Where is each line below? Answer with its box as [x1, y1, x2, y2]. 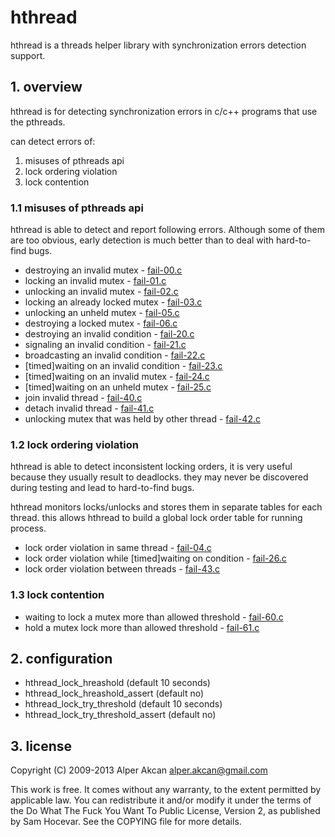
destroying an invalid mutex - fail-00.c [24, 264, 183, 276]
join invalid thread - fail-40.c [24, 392, 143, 404]
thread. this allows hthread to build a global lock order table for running [10, 512, 303, 524]
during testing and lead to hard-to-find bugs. [10, 482, 195, 494]
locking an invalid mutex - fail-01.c [24, 275, 167, 287]
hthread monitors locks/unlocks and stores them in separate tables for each [10, 501, 323, 513]
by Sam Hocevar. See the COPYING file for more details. [10, 816, 242, 828]
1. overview [10, 79, 83, 96]
